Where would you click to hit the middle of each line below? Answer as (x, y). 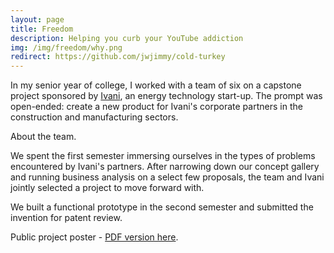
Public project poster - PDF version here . (94, 237)
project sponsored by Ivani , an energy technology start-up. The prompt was (166, 96)
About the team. (43, 137)
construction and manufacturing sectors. (94, 117)
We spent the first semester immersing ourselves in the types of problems (163, 156)
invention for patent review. (66, 218)
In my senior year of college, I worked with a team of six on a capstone (156, 85)
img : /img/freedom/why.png (66, 47)
